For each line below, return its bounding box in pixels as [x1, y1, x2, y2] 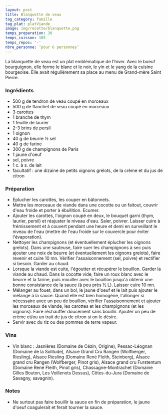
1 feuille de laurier [12, 119, 49, 125]
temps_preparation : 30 [5, 31, 52, 36]
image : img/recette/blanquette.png [5, 26, 79, 31]
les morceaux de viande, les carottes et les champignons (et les [12, 303, 144, 309]
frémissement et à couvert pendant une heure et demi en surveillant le [12, 224, 157, 230]
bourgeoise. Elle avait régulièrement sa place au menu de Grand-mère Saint [5, 69, 161, 75]
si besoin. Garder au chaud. [12, 261, 70, 267]
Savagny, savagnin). [12, 375, 54, 381]
